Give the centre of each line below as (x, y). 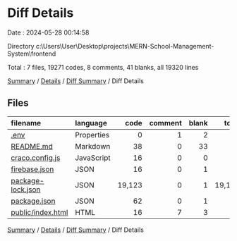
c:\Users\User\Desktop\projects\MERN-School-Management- (125, 46)
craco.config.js (36, 158)
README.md (32, 146)
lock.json (26, 190)
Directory (21, 46)
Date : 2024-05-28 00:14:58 (48, 32)
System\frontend (32, 54)
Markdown (93, 146)
